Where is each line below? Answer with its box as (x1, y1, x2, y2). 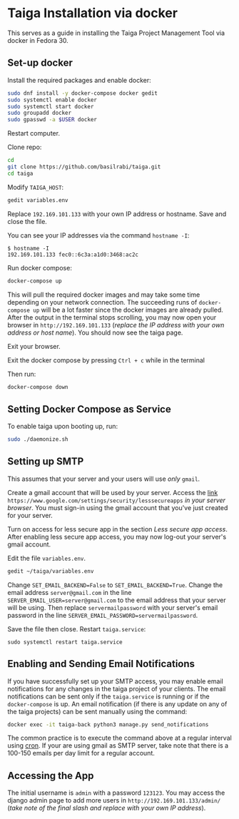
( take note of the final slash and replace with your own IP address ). (7, 804, 206, 813)
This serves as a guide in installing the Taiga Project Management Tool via (7, 29, 225, 37)
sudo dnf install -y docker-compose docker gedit (7, 89, 158, 97)
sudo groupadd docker (7, 109, 72, 117)
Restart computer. (7, 129, 61, 138)
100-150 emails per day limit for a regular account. (7, 749, 156, 758)
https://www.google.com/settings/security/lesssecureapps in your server (7, 496, 226, 504)
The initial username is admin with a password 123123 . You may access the (7, 788, 225, 797)
